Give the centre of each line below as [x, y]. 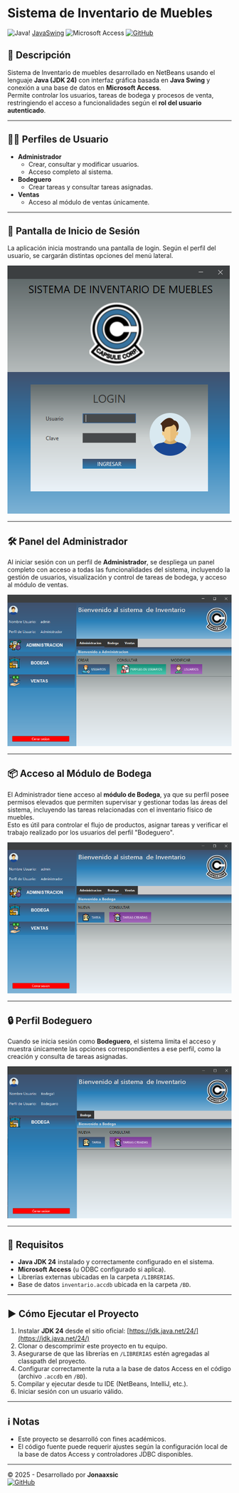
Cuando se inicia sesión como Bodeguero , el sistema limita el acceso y [112, 1041]
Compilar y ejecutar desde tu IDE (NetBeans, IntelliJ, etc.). [103, 1384]
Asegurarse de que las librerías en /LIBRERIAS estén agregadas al [113, 1354]
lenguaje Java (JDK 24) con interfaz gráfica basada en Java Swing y [109, 80]
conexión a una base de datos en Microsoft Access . [84, 88]
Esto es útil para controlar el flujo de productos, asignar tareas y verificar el [118, 825]
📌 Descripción [39, 55]
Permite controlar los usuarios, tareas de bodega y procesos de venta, [111, 95]
